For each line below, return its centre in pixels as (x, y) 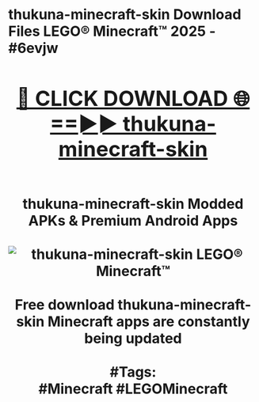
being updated (133, 338)
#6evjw (33, 48)
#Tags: (133, 372)
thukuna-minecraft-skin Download (125, 15)
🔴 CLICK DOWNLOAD (122, 98)
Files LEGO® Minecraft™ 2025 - (112, 31)
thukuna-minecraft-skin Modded (133, 204)
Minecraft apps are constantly (149, 321)
